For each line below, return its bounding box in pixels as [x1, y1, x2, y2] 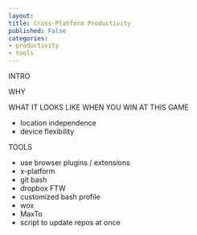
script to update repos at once [19, 218, 121, 227]
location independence [19, 118, 96, 127]
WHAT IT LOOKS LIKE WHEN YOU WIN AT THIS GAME [8, 102, 189, 112]
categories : [8, 34, 48, 43]
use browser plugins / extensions [19, 158, 130, 167]
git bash [19, 175, 47, 184]
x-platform [19, 167, 55, 175]
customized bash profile [19, 192, 101, 201]
